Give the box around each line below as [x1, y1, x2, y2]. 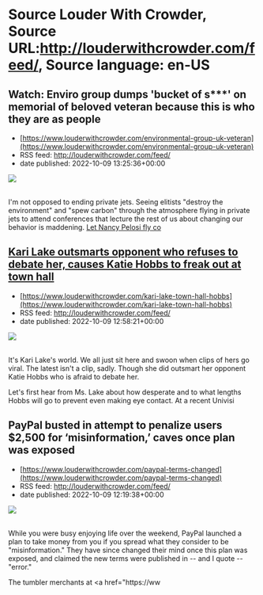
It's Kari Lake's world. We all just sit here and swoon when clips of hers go [8, 355, 250, 364]
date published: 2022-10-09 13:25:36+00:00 [19, 158, 166, 168]
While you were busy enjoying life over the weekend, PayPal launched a [8, 528, 242, 538]
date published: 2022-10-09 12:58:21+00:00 [19, 316, 164, 326]
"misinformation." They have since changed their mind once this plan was [8, 545, 248, 555]
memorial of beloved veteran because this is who [8, 100, 255, 113]
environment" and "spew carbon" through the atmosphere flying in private [8, 206, 250, 215]
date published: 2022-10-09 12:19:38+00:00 [19, 490, 164, 499]
